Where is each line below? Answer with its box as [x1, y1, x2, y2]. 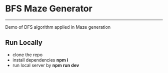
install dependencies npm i [12, 57, 68, 63]
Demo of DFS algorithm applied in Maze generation [5, 24, 111, 30]
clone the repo [12, 52, 43, 58]
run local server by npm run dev [12, 62, 79, 68]
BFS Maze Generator [5, 3, 92, 14]
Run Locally [5, 38, 42, 47]
